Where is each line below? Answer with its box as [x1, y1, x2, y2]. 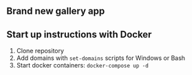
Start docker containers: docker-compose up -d [16, 61, 149, 70]
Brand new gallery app [6, 5, 105, 17]
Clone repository [16, 47, 65, 55]
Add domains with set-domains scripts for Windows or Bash [16, 54, 186, 62]
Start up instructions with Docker [6, 29, 152, 40]
